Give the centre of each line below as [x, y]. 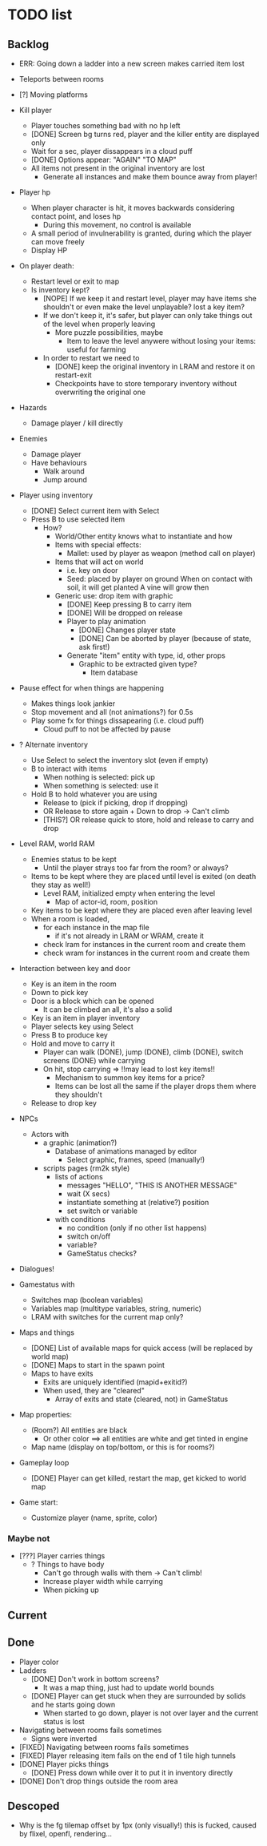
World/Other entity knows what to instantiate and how [143, 536]
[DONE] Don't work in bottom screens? [95, 1679]
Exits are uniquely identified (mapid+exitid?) [116, 1382]
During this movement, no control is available [117, 225]
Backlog [28, 44]
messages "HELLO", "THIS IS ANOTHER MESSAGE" [152, 1185]
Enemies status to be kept [74, 859]
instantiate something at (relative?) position [138, 1202]
